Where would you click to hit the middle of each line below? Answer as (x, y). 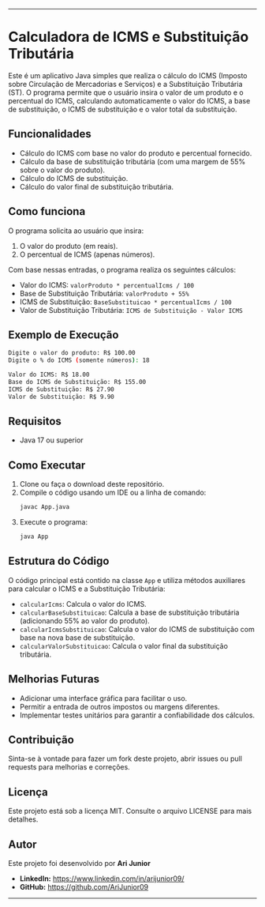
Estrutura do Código (59, 561)
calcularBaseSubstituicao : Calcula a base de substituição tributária (129, 612)
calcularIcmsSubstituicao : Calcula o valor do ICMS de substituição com (137, 629)
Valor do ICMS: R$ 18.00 (49, 375)
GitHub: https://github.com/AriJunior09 (84, 887)
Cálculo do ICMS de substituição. (74, 178)
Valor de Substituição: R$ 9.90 (61, 397)
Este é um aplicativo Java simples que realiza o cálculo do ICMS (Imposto (128, 75)
